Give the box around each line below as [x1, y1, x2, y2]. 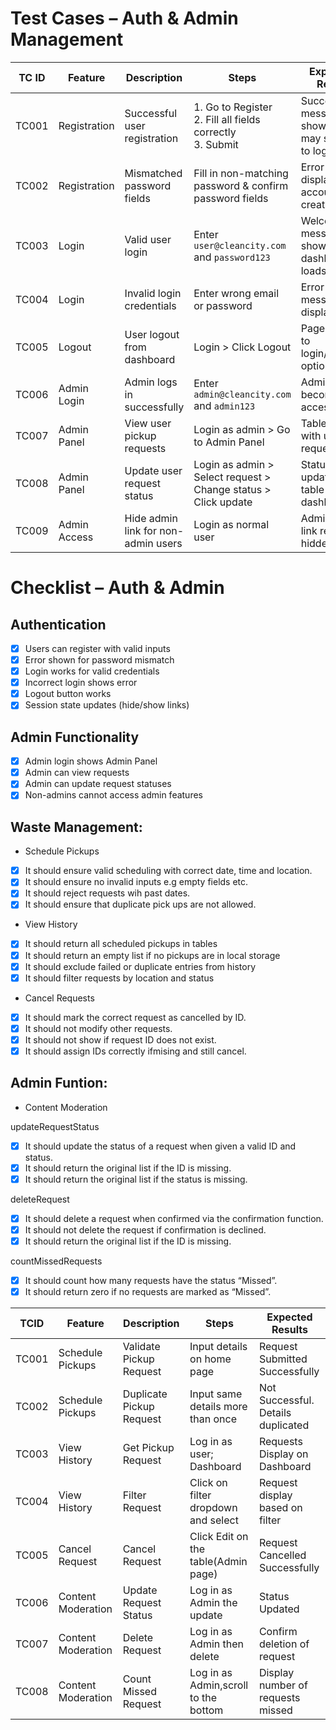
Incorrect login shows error [24, 677, 138, 689]
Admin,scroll [189, 1678, 249, 1692]
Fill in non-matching [193, 166, 289, 180]
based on [258, 1501, 303, 1515]
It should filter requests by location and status [24, 972, 215, 984]
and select [189, 1513, 239, 1527]
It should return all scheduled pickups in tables [24, 938, 218, 950]
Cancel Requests [24, 992, 95, 1004]
